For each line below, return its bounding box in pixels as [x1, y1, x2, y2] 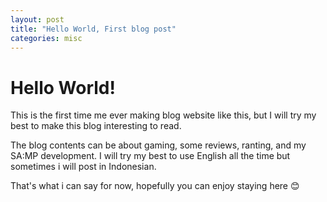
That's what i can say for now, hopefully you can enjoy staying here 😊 [10, 180, 300, 192]
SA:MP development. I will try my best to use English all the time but [10, 150, 291, 162]
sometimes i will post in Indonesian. [10, 161, 157, 173]
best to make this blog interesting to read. [10, 120, 182, 132]
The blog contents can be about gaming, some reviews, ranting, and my [10, 139, 307, 151]
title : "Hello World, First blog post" [10, 24, 177, 34]
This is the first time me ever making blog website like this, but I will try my [10, 109, 317, 121]
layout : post [10, 14, 65, 25]
